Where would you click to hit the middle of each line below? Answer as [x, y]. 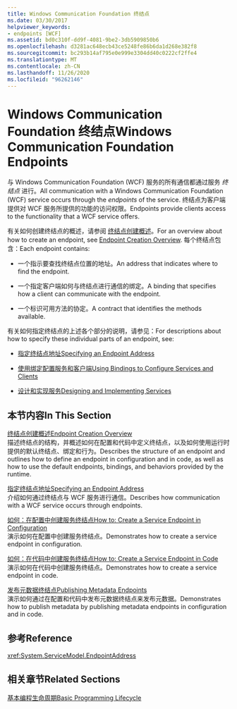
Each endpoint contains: [55, 249]
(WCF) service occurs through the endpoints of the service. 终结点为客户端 [116, 200]
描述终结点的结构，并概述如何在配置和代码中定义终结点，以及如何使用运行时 [119, 443]
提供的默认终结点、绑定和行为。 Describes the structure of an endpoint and [116, 451]
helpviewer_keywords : [39, 27]
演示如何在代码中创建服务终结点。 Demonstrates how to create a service [112, 567]
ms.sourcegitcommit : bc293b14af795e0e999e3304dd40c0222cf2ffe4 [102, 54]
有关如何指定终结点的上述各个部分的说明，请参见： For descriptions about [114, 331]
